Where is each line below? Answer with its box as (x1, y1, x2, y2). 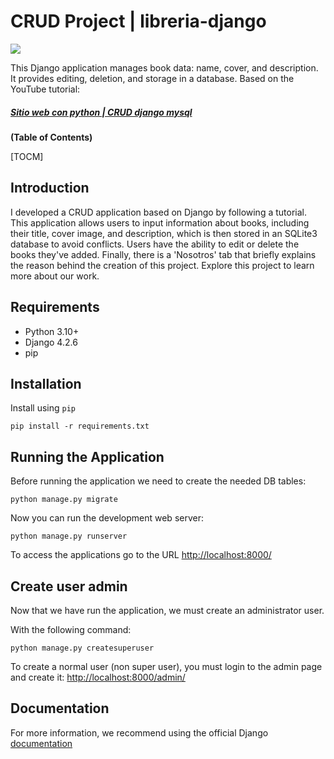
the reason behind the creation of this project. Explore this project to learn (10, 259, 315, 271)
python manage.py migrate (10, 495, 118, 505)
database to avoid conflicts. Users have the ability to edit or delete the (10, 238, 300, 250)
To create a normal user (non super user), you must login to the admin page (10, 660, 323, 672)
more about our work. (10, 270, 100, 282)
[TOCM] (10, 150, 44, 162)
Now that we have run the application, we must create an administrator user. (10, 604, 325, 616)
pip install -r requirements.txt (10, 421, 150, 432)
